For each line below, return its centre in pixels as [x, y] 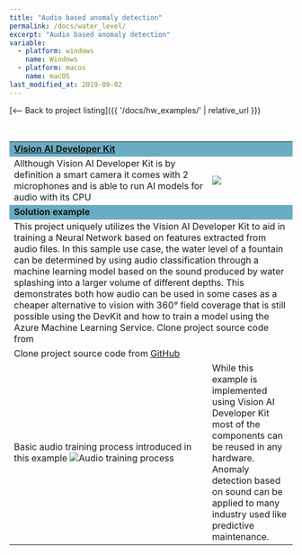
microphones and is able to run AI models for [109, 185]
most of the [236, 424]
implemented [240, 390]
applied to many [246, 503]
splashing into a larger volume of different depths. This [129, 282]
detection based [246, 480]
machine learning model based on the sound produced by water [149, 271]
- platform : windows [56, 51]
